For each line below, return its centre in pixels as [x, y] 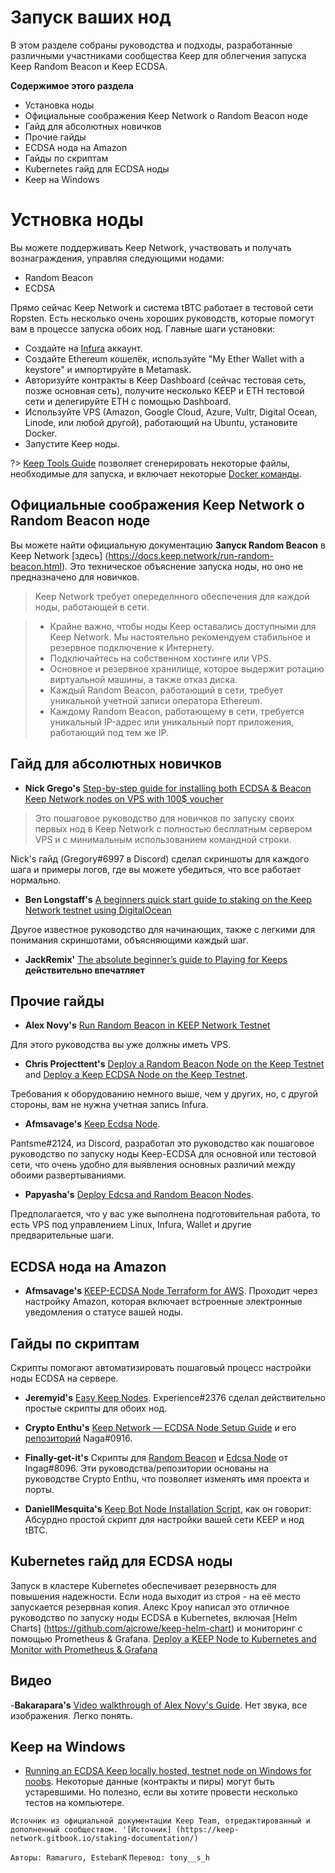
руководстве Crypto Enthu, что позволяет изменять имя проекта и [167, 1478]
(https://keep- [207, 1830]
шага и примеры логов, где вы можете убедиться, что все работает [156, 869]
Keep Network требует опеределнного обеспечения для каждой [172, 596]
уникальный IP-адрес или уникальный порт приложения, [172, 722]
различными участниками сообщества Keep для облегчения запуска [158, 55]
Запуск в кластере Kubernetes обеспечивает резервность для [143, 1585]
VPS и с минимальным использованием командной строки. [163, 839]
